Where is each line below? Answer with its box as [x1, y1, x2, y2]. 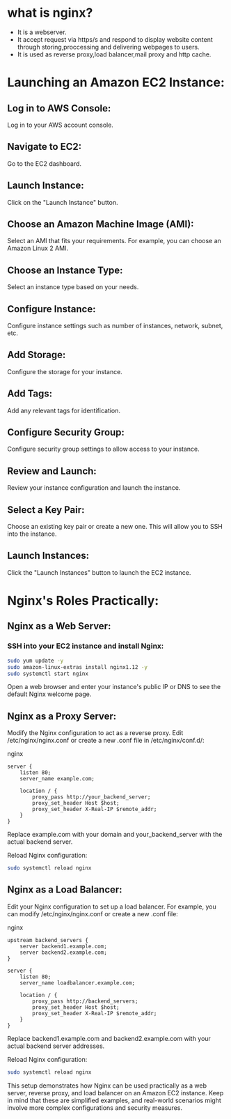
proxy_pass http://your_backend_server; [32, 794, 151, 801]
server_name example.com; [19, 775, 95, 782]
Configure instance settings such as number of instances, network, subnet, [7, 322, 223, 330]
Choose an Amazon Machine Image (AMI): [7, 218, 194, 230]
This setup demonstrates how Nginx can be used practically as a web [7, 1081, 207, 1090]
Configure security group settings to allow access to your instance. [7, 445, 200, 454]
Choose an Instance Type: [7, 264, 123, 276]
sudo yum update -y [7, 657, 64, 664]
